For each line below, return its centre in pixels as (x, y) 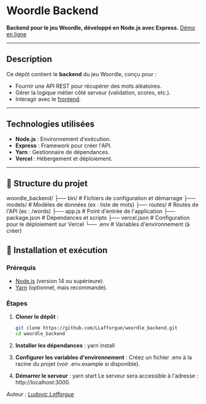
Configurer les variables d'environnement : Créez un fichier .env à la (103, 357)
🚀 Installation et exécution (57, 250)
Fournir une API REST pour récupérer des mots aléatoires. (88, 86)
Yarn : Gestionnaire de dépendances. (63, 152)
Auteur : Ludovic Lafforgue (40, 394)
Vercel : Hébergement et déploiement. (64, 158)
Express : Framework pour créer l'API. (63, 146)
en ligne (17, 34)
